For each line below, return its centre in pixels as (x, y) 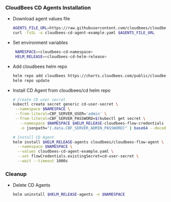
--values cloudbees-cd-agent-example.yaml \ (66, 151)
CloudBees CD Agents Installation (48, 8)
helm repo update (31, 81)
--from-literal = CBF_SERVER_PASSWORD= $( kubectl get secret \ (80, 119)
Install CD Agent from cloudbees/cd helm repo (62, 90)
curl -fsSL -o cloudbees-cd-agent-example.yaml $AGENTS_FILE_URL (83, 33)
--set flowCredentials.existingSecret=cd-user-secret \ (78, 156)
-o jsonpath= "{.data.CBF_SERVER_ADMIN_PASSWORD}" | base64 (84, 128)
